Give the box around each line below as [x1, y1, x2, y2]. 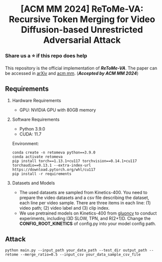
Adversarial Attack [43, 35, 121, 46]
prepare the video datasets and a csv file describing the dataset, [19, 195, 150, 201]
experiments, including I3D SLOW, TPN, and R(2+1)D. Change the [19, 216, 151, 221]
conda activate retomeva [12, 154, 63, 159]
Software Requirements [12, 116, 60, 123]
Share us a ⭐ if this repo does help [5, 52, 87, 59]
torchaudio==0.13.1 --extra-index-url [12, 163, 91, 168]
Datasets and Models [12, 180, 55, 186]
